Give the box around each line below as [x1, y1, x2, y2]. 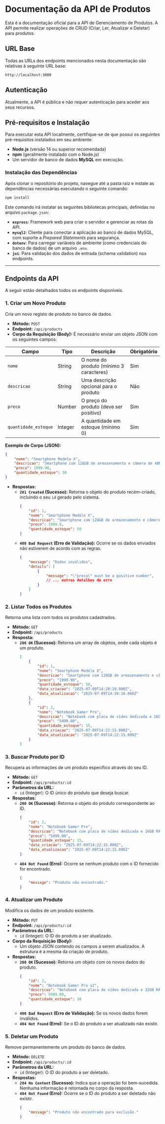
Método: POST [12, 321, 40, 326]
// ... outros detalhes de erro [46, 578, 112, 583]
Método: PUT [12, 917, 38, 923]
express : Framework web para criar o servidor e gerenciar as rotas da [12, 218, 153, 225]
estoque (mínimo [81, 423, 120, 430]
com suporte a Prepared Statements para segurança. [12, 234, 120, 240]
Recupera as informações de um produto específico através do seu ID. [5, 764, 148, 770]
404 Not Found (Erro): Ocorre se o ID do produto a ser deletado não [19, 1090, 156, 1096]
